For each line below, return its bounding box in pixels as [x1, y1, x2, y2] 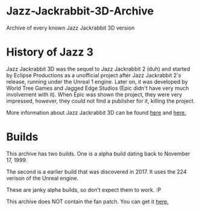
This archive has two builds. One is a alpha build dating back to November [6, 150, 191, 157]
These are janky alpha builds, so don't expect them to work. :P [6, 186, 161, 194]
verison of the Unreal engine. [6, 174, 79, 181]
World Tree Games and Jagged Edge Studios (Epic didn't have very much [6, 84, 189, 92]
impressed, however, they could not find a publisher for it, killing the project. [6, 97, 195, 104]
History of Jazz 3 [6, 45, 94, 59]
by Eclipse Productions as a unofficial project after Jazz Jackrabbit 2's [6, 71, 181, 79]
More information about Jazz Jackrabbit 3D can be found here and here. [6, 109, 187, 116]
